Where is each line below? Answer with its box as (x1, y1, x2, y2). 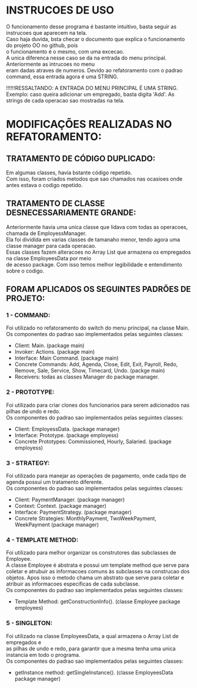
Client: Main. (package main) (14, 342, 85, 349)
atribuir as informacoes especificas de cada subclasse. (6, 580, 140, 587)
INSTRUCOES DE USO (6, 4, 115, 17)
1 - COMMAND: (6, 311, 51, 320)
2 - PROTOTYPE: (6, 388, 55, 396)
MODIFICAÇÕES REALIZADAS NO (6, 118, 172, 131)
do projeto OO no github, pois (6, 42, 78, 49)
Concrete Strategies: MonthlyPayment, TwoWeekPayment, (14, 515, 157, 522)
